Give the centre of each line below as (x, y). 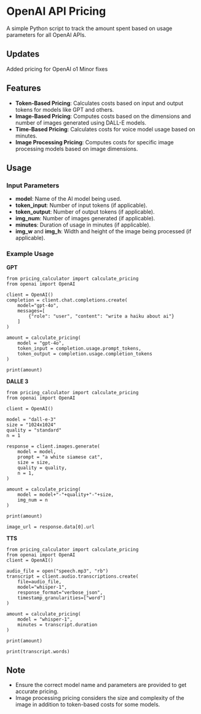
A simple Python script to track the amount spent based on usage (89, 28)
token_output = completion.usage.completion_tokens (85, 354)
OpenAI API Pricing (56, 11)
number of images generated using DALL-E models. (81, 122)
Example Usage (30, 254)
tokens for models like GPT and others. (65, 109)
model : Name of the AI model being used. (68, 199)
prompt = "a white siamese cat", (60, 457)
